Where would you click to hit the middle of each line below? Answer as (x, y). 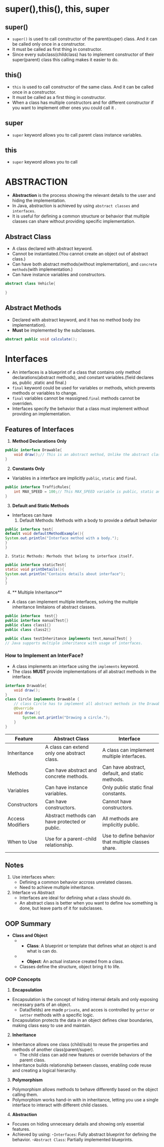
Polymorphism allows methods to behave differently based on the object (85, 1089)
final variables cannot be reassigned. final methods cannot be (76, 398)
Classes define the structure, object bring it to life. (70, 967)
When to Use (22, 842)
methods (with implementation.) (42, 269)
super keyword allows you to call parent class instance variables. (77, 135)
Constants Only (28, 468)
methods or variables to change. (45, 393)
